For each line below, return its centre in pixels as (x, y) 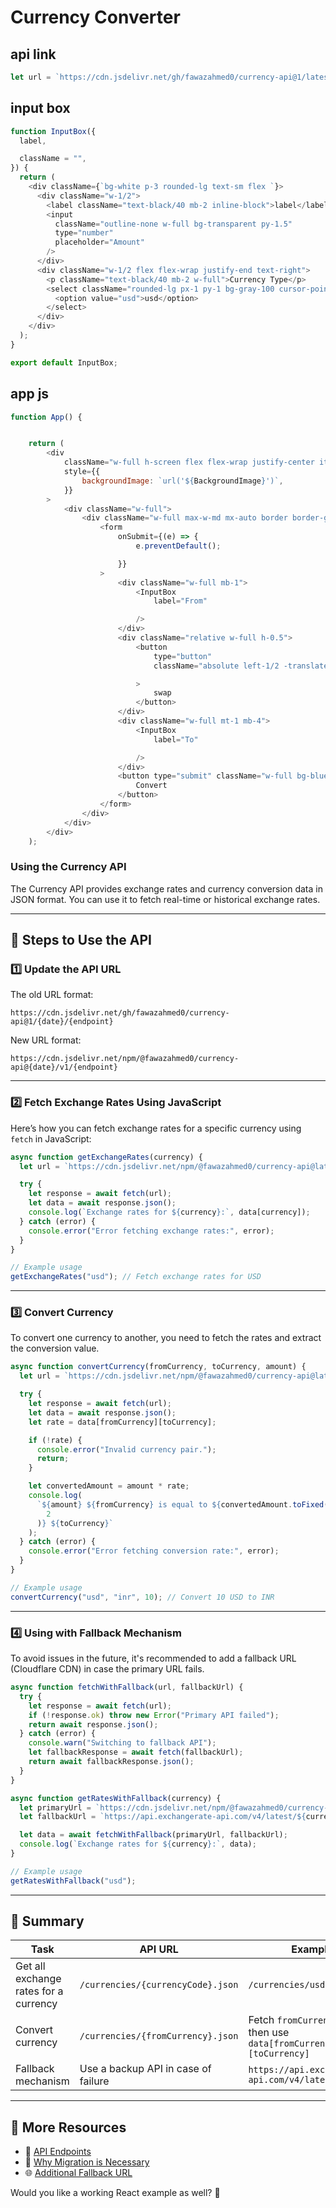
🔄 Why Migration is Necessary (87, 2162)
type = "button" (183, 656)
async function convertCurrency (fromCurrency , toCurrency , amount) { (158, 1367)
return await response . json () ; (93, 1724)
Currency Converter (95, 17)
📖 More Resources (68, 2127)
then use (269, 2033)
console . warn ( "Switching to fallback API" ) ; (122, 1743)
